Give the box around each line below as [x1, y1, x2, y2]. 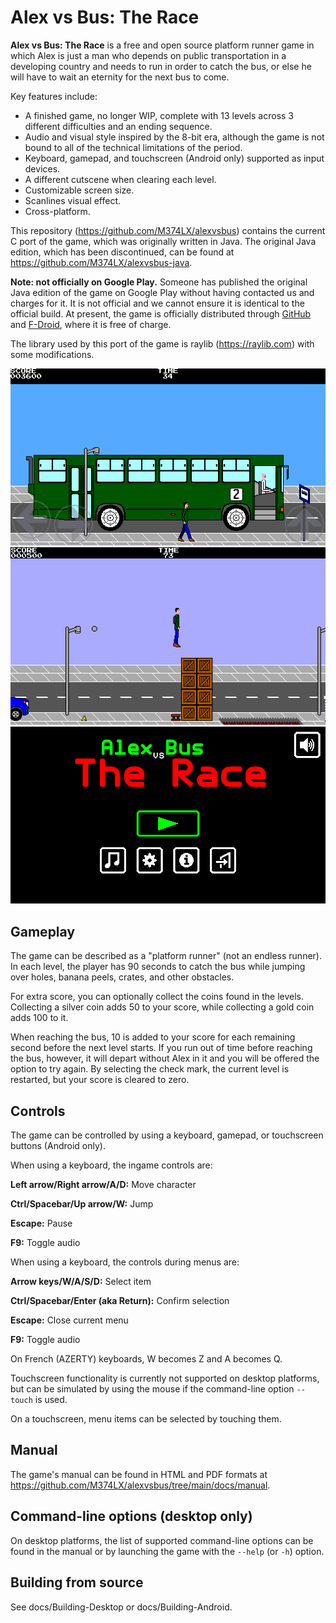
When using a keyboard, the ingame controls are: [10, 1159, 213, 1171]
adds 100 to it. [10, 1012, 69, 1024]
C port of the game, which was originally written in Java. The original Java [10, 235, 317, 247]
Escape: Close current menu [10, 1314, 129, 1326]
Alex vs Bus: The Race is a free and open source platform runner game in [10, 39, 315, 51]
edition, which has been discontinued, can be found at [10, 246, 235, 258]
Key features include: [10, 90, 98, 102]
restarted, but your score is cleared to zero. [10, 1074, 190, 1086]
